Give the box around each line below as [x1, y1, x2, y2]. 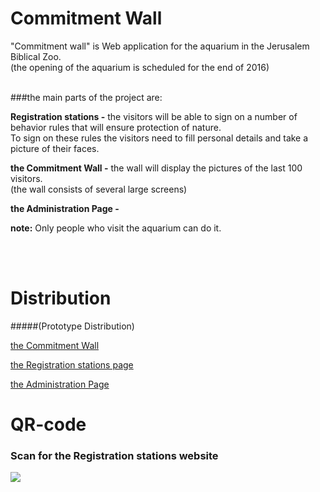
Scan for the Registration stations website [10, 448, 219, 462]
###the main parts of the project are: [10, 91, 163, 103]
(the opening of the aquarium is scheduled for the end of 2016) [10, 61, 270, 73]
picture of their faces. [10, 142, 100, 154]
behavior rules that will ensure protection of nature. [10, 121, 222, 133]
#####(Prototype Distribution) [10, 320, 135, 332]
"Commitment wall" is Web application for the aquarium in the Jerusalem [10, 40, 310, 52]
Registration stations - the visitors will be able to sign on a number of [10, 110, 298, 122]
